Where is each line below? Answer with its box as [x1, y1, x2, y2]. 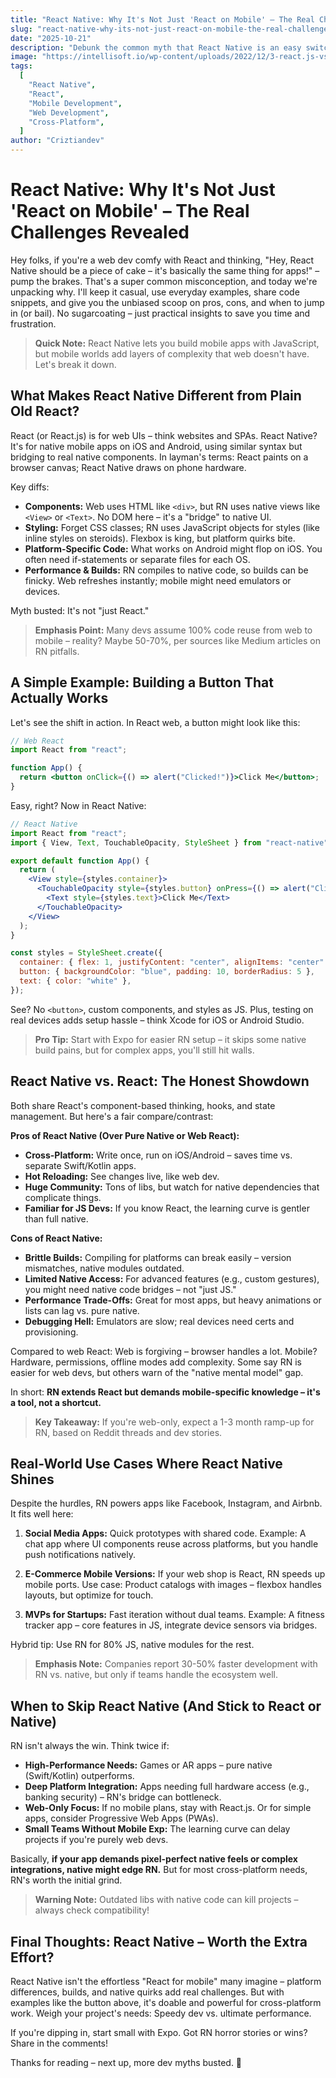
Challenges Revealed [10, 221, 190, 244]
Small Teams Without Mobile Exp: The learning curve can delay [24, 1823, 291, 1835]
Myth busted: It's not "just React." [10, 604, 150, 616]
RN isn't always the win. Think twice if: [10, 1740, 170, 1752]
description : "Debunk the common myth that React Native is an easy [10, 42, 302, 53]
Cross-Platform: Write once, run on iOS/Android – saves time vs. [24, 1149, 293, 1161]
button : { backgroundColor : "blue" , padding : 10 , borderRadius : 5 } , [19, 967, 316, 977]
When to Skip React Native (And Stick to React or [10, 1697, 322, 1715]
